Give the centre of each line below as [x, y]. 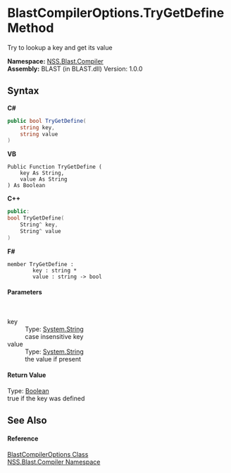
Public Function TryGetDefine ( [55, 167]
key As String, [42, 173]
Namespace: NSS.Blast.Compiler [56, 61]
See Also [27, 420]
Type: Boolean [28, 391]
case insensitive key [54, 336]
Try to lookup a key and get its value [60, 47]
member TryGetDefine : [40, 264]
